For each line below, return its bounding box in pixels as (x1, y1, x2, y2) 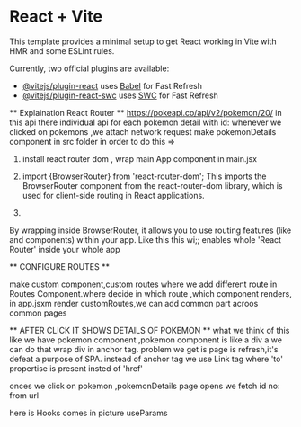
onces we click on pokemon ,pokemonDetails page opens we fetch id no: (9, 380, 280, 391)
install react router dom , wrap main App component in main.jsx (22, 153, 258, 164)
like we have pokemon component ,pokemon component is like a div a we (9, 334, 283, 345)
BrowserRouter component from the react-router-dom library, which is (22, 180, 283, 191)
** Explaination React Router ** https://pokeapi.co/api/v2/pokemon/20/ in (9, 107, 282, 118)
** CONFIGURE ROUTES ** (9, 261, 111, 271)
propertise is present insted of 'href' (9, 362, 144, 374)
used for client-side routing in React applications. (22, 190, 205, 200)
